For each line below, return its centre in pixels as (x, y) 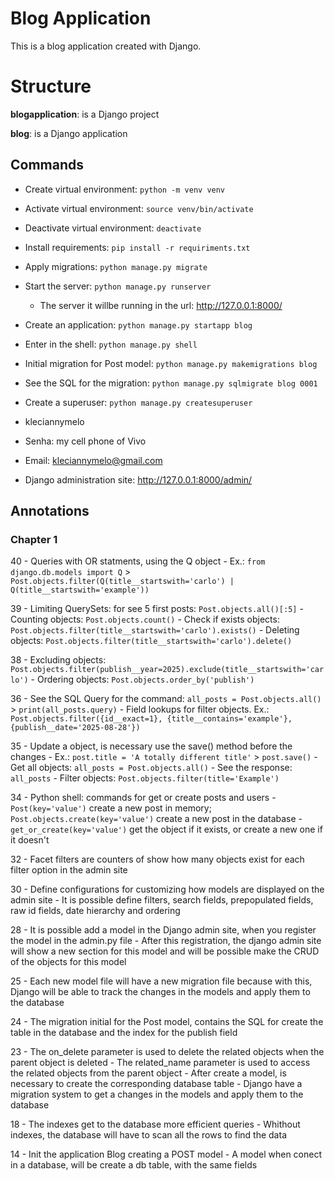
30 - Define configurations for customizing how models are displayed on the (167, 889)
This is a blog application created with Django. (106, 46)
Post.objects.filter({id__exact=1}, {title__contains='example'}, (151, 719)
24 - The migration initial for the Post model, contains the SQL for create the (167, 1022)
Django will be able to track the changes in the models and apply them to (160, 992)
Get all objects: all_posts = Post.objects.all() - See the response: (151, 768)
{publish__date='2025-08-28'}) (75, 728)
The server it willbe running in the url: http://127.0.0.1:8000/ (161, 305)
